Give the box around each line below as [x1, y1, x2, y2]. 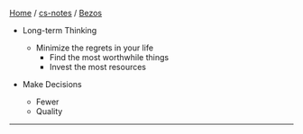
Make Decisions [22, 79, 83, 89]
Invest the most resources [49, 62, 147, 72]
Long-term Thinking [22, 25, 97, 35]
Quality [35, 106, 63, 116]
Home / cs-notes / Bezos [9, 8, 103, 18]
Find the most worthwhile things [49, 52, 170, 62]
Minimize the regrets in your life [35, 42, 154, 53]
